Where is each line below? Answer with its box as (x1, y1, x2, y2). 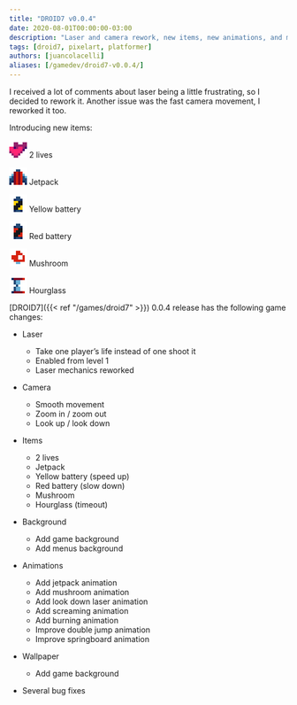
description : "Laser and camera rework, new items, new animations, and (9, 33, 283, 42)
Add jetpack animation (34, 577, 118, 588)
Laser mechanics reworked (34, 365, 134, 376)
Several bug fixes (21, 686, 86, 695)
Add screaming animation (34, 606, 129, 616)
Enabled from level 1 (34, 355, 109, 366)
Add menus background (34, 543, 124, 554)
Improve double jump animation (34, 624, 151, 635)
